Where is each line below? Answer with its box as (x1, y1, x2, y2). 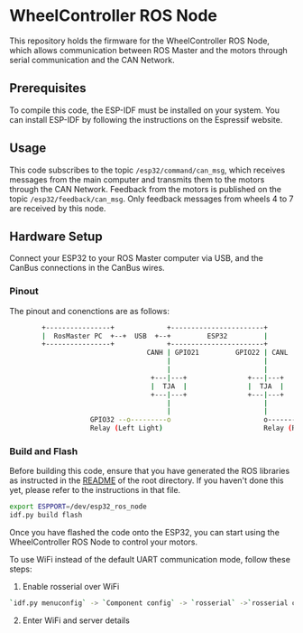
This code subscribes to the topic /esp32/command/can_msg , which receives (9, 164, 286, 175)
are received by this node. (9, 202, 106, 213)
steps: (9, 563, 32, 574)
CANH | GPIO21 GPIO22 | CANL (146, 349, 289, 358)
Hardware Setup (9, 228, 103, 244)
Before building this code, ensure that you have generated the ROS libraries (9, 466, 290, 477)
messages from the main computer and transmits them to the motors (9, 173, 265, 185)
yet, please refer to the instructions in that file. (9, 485, 181, 496)
